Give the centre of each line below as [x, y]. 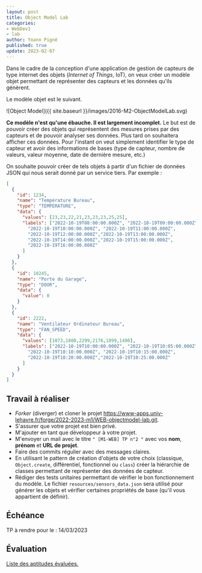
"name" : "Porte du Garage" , [52, 279]
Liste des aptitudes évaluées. [42, 563]
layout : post [23, 12]
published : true [26, 46]
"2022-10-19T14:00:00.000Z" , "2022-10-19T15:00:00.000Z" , [100, 240]
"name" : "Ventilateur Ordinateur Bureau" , [71, 324]
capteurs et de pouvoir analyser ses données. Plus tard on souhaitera [92, 135]
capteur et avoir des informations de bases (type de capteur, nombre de [96, 148]
